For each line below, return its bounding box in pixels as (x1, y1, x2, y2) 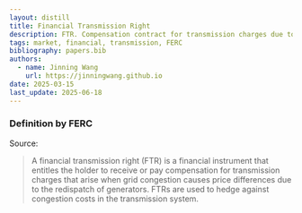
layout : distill (9, 13, 70, 22)
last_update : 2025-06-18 (9, 88, 102, 97)
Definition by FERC (9, 117, 93, 130)
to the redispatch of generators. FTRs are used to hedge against (31, 183, 270, 194)
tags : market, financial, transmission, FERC (9, 38, 182, 47)
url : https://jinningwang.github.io (25, 72, 164, 81)
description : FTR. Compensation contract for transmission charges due (9, 30, 283, 38)
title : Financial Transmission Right (9, 21, 151, 30)
